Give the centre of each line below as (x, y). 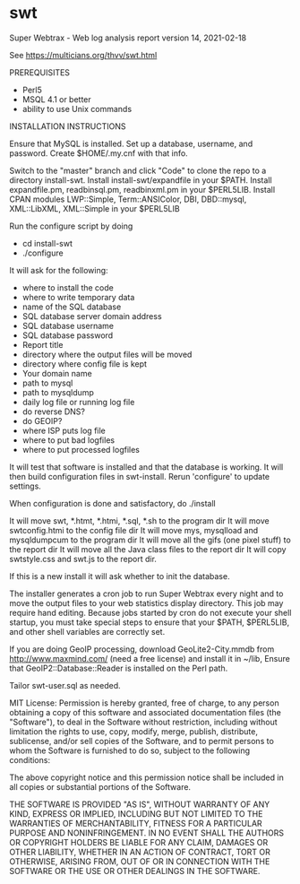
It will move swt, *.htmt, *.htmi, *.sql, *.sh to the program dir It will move (140, 520)
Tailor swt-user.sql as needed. (65, 685)
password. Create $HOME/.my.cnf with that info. (99, 153)
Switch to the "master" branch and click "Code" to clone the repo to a (138, 170)
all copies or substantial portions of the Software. (100, 786)
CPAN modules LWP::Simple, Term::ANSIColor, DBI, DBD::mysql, (128, 199)
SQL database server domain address (92, 316)
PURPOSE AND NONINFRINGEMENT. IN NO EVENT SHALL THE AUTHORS (147, 833)
